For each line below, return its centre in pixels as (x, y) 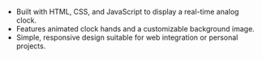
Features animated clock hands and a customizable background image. (135, 29)
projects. (31, 46)
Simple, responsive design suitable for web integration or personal (127, 37)
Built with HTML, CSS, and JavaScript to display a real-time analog (127, 12)
